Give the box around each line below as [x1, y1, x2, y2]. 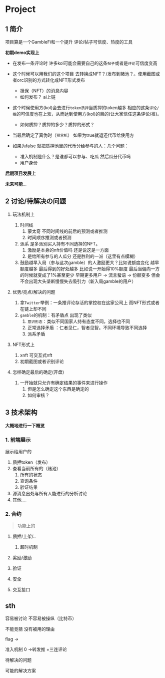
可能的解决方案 [5, 667, 36, 674]
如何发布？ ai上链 [19, 94, 56, 100]
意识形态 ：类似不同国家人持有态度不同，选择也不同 [27, 318, 130, 324]
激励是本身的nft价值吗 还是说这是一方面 [27, 247, 109, 253]
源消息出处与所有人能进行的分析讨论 [12, 490, 87, 496]
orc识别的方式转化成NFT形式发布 [16, 77, 85, 83]
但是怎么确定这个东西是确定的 [27, 386, 89, 392]
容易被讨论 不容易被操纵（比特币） [5, 615, 76, 621]
